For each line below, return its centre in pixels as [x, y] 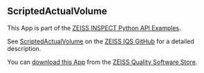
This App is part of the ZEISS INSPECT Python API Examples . [94, 28]
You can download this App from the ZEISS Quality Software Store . [102, 62]
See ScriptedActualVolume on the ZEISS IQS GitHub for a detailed [101, 41]
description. [24, 48]
